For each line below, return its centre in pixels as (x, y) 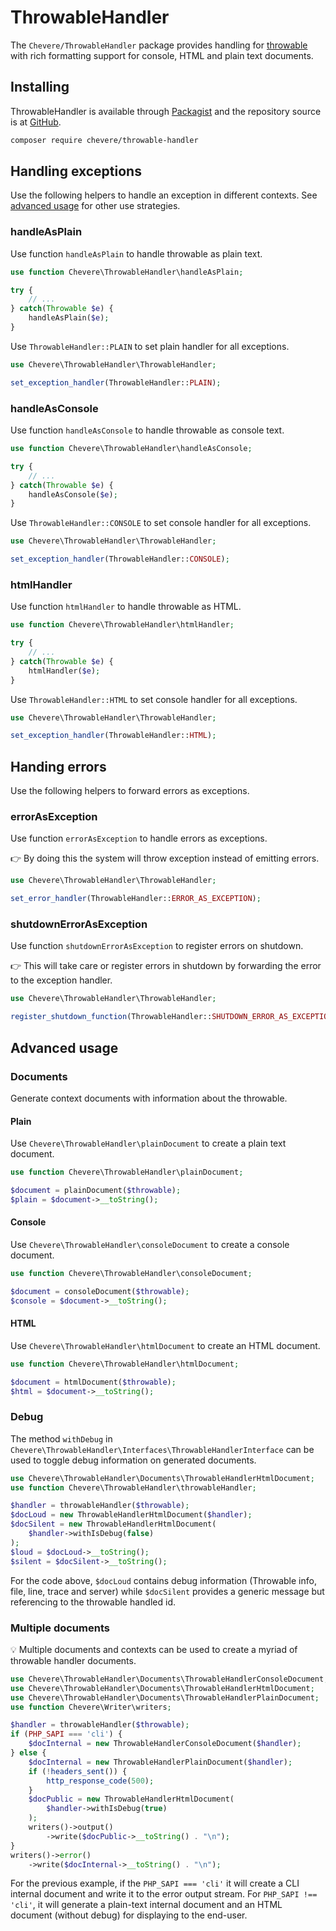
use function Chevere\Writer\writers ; (91, 1707)
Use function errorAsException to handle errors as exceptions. (139, 838)
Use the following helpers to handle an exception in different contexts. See (164, 195)
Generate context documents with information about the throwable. (149, 1098)
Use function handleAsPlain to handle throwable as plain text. (136, 253)
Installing (40, 87)
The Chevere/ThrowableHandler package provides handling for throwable (159, 45)
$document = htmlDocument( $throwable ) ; (93, 1382)
